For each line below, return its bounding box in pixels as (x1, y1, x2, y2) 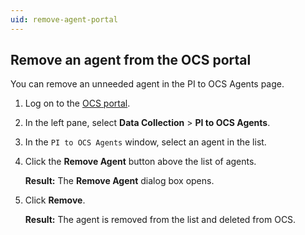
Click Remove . (24, 194, 86, 206)
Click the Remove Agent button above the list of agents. (24, 156, 257, 168)
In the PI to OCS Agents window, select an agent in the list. (24, 136, 267, 148)
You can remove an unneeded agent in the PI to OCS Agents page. (10, 78, 285, 90)
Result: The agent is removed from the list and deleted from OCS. (24, 214, 297, 226)
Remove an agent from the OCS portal (10, 52, 252, 69)
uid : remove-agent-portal (10, 14, 118, 25)
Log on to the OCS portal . (24, 97, 131, 110)
